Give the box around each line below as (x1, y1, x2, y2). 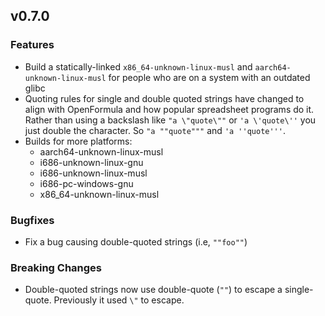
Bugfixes (10, 213, 55, 227)
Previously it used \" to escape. (53, 294, 185, 306)
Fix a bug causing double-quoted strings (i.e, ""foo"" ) (24, 235, 248, 248)
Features (10, 38, 55, 52)
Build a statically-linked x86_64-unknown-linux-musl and (24, 60, 253, 73)
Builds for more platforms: (24, 135, 133, 147)
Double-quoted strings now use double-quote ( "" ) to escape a (24, 284, 283, 296)
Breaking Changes (10, 260, 103, 274)
